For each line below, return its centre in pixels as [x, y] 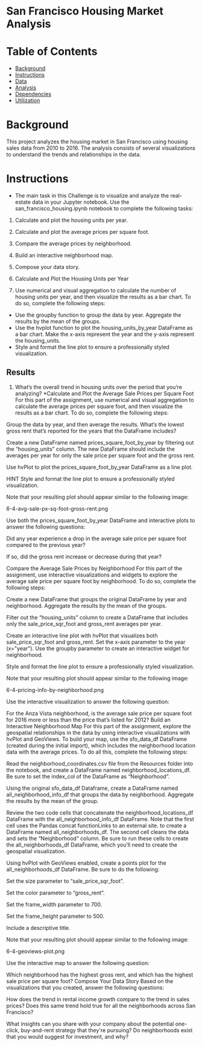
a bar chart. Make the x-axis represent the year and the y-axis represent [105, 334]
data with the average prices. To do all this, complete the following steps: [97, 752]
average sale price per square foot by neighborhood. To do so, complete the [101, 581]
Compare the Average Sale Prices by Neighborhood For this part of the [94, 568]
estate [23, 202]
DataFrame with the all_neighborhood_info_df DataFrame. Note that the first [100, 819]
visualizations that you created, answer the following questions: [85, 987]
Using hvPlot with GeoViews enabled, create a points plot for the [87, 863]
